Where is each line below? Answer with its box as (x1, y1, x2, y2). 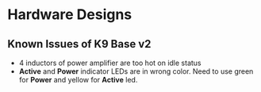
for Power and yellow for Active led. (18, 75, 138, 84)
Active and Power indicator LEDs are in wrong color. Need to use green (18, 67, 254, 76)
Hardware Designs (7, 6, 132, 24)
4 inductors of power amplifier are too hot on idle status (18, 58, 202, 67)
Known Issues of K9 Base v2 (7, 37, 152, 51)
